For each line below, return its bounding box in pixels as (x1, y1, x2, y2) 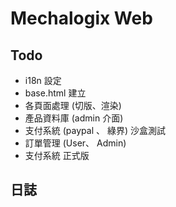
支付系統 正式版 (24, 150, 90, 161)
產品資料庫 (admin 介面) (24, 112, 124, 124)
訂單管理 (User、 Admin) (24, 137, 127, 149)
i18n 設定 (24, 75, 62, 86)
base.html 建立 (24, 87, 87, 99)
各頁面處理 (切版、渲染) (24, 100, 122, 111)
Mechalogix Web (10, 7, 153, 30)
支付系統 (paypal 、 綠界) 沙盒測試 (24, 125, 166, 136)
